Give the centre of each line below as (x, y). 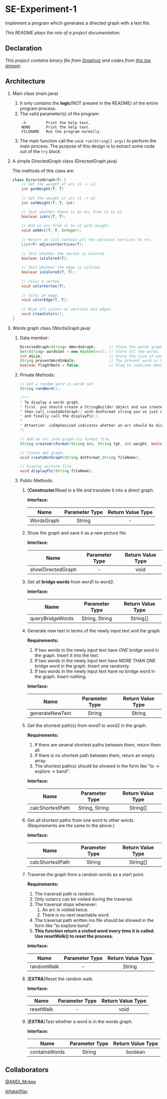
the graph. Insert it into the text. (67, 655)
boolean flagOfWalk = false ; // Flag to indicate (85, 366)
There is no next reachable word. (76, 915)
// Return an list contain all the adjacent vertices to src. (87, 240)
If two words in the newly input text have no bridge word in (95, 671)
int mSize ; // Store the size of (87, 356)
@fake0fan (16, 1091)
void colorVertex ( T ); (44, 286)
